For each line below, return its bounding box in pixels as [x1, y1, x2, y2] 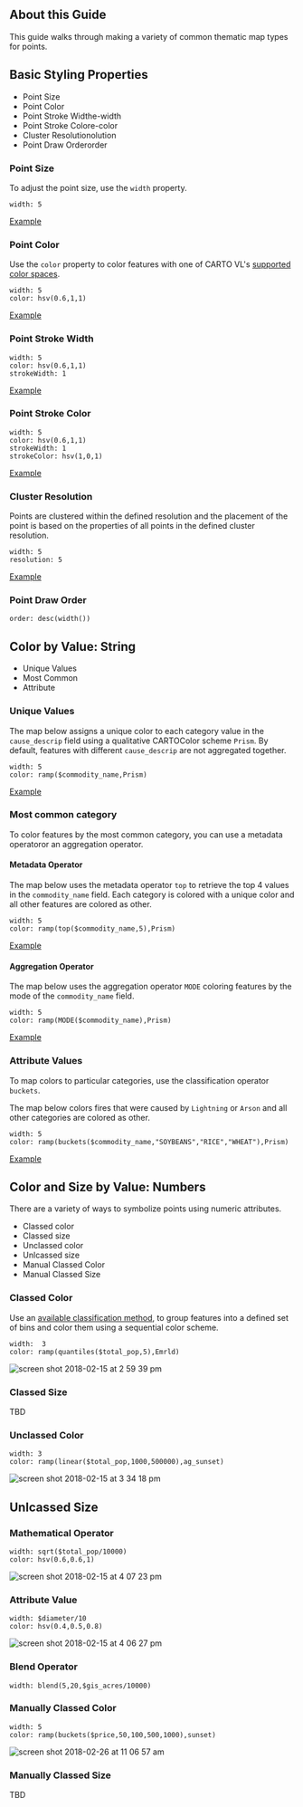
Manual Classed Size [22, 1269, 101, 1280]
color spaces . [9, 269, 61, 280]
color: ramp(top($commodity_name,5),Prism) [9, 924, 176, 933]
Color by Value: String [9, 638, 136, 655]
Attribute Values [9, 1055, 83, 1067]
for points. [9, 41, 48, 52]
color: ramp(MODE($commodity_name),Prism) [9, 1016, 172, 1026]
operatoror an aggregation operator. [9, 838, 144, 849]
